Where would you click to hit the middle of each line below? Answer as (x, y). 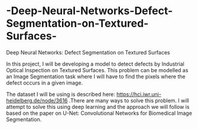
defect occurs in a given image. (45, 83)
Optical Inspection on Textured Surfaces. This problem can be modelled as (97, 70)
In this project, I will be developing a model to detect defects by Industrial (95, 64)
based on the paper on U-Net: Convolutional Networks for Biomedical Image (99, 113)
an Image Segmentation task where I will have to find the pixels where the (96, 76)
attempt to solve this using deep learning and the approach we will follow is (98, 107)
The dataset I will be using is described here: (61, 94)
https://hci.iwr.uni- (139, 94)
